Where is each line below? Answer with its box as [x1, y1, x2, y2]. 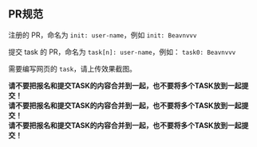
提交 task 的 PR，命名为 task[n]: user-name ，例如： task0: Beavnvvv [8, 47, 236, 56]
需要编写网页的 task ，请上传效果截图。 [8, 64, 137, 73]
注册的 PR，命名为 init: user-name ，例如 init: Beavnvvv [8, 30, 197, 40]
